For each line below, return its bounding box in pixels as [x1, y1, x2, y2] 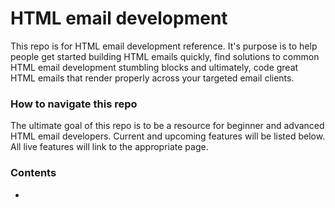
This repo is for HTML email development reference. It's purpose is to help [10, 40, 318, 52]
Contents [10, 166, 57, 180]
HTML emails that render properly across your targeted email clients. [10, 72, 295, 84]
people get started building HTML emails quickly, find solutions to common [10, 50, 320, 62]
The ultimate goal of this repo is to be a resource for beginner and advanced [10, 120, 325, 132]
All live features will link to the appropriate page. [10, 141, 209, 153]
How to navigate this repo [10, 97, 138, 111]
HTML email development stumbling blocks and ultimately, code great [10, 61, 299, 73]
